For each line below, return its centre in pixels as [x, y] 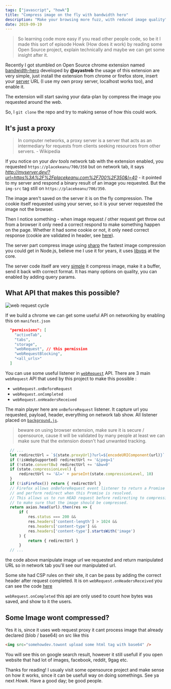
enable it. [15, 87]
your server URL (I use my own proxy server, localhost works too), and [79, 81]
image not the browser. [30, 209]
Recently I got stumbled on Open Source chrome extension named [75, 65]
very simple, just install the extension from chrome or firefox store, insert [81, 76]
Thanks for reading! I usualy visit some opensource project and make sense [85, 670]
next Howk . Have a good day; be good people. [54, 680]
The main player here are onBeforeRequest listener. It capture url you [77, 409]
